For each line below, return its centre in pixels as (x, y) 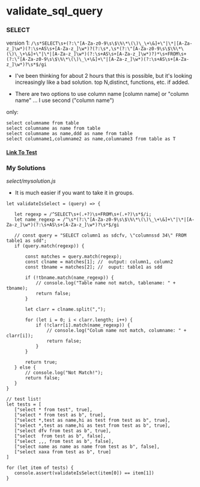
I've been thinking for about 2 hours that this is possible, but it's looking (103, 76)
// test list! (24, 399)
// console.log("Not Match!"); (64, 373)
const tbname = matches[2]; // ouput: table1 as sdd (94, 267)
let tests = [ (24, 405)
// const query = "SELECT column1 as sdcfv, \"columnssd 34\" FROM (100, 236)
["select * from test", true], (53, 410)
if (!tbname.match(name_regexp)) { (69, 278)
